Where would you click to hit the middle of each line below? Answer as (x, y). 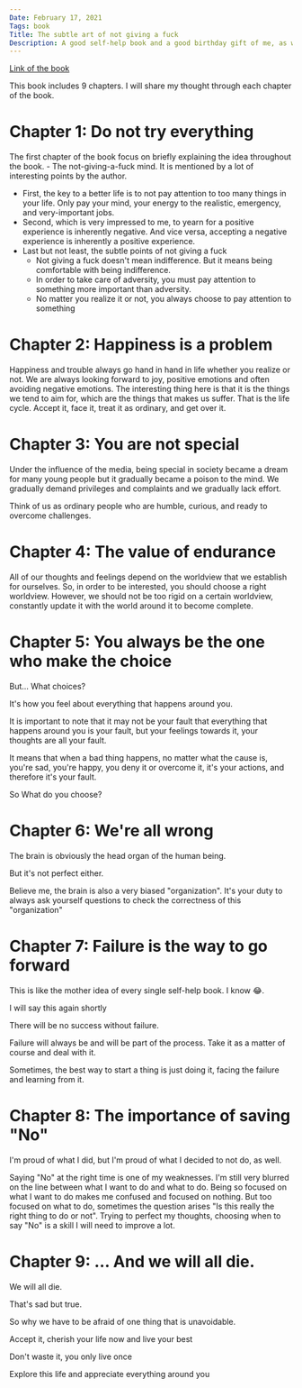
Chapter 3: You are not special (124, 445)
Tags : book (30, 26)
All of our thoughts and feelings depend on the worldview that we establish (148, 577)
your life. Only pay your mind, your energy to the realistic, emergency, (151, 203)
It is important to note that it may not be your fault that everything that (138, 721)
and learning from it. (47, 1079)
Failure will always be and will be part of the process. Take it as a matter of (147, 1043)
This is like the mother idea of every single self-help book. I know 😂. (137, 990)
